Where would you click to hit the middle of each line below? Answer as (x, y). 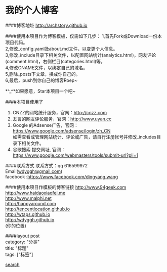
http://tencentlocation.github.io (37, 209)
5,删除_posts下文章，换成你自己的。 (43, 74)
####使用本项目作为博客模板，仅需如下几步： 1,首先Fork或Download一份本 (83, 36)
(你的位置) (16, 225)
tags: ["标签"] (19, 254)
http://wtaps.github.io (28, 214)
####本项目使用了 (24, 102)
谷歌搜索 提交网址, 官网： (39, 149)
